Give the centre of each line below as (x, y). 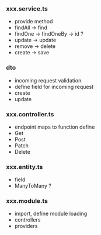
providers (26, 226)
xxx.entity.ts (25, 167)
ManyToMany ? (33, 186)
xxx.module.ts (27, 201)
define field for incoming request (54, 87)
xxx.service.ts (27, 9)
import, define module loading (51, 214)
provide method (34, 22)
